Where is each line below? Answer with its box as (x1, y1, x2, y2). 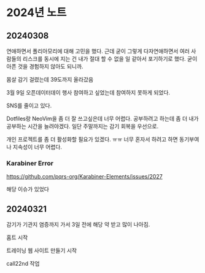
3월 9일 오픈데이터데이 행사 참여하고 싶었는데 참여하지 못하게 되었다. (6, 89, 171, 96)
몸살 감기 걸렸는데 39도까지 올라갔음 (6, 76, 94, 83)
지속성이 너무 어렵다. (12, 144, 63, 150)
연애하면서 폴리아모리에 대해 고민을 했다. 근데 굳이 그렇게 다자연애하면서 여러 (6, 47, 190, 55)
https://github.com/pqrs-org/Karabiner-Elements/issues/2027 (6, 173, 163, 180)
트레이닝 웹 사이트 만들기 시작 (6, 247, 77, 255)
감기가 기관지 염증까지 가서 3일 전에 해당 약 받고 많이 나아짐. (6, 221, 150, 228)
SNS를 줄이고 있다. (6, 102, 52, 109)
